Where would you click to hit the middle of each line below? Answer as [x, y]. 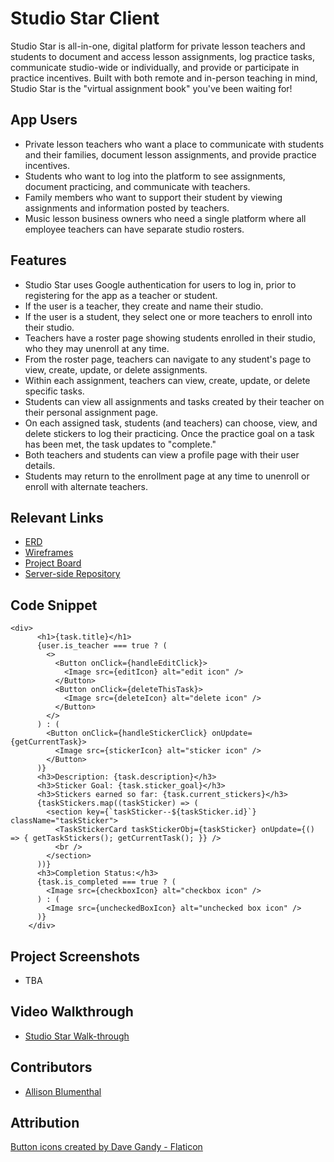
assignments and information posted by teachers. [127, 208]
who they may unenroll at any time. [97, 348]
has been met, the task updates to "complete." [120, 444]
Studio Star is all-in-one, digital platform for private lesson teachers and [158, 46]
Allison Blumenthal [63, 1091]
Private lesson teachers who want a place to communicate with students [174, 144]
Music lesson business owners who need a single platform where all [165, 218]
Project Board [53, 563]
